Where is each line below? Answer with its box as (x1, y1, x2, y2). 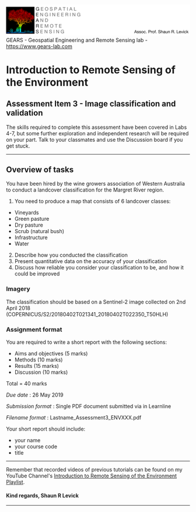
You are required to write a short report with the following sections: (6, 339, 167, 346)
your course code (14, 443, 57, 450)
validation (6, 108, 43, 118)
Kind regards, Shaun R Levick (6, 491, 79, 499)
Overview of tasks (6, 165, 74, 175)
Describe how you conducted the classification (14, 251, 128, 259)
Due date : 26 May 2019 (6, 391, 64, 398)
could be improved (14, 270, 60, 277)
